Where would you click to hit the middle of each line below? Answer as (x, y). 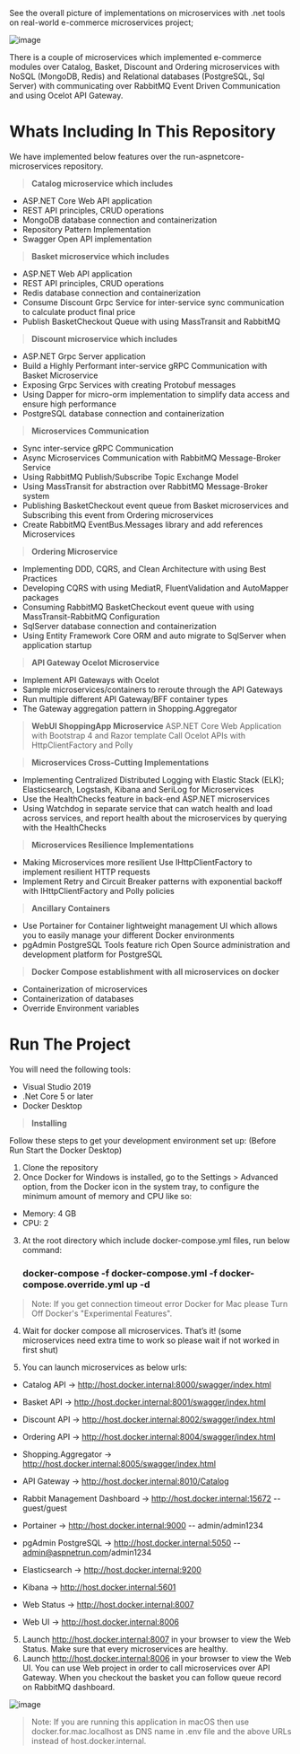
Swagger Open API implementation (87, 239)
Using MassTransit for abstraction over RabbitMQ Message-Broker (145, 486)
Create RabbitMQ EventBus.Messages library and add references (142, 524)
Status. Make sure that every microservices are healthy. (125, 1649)
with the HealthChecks (64, 827)
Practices (40, 578)
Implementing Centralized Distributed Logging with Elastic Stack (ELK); (153, 779)
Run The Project (70, 1044)
